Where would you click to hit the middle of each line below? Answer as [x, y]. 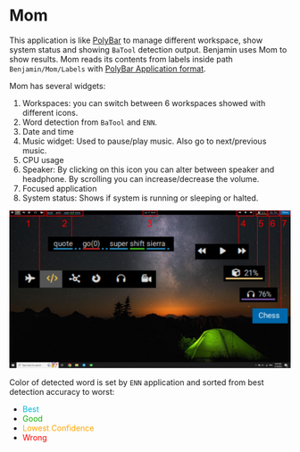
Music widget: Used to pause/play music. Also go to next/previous [144, 141]
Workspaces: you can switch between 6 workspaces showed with [144, 103]
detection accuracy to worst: [62, 392]
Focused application [59, 188]
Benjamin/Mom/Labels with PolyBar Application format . [108, 69]
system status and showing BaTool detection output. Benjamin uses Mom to [148, 49]
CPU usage [43, 160]
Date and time [48, 131]
